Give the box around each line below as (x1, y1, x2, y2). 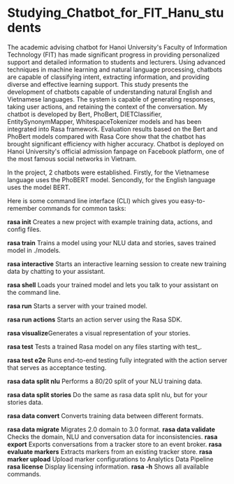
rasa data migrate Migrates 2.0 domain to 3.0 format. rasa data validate (7, 425, 215, 434)
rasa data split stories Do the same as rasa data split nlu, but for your (7, 390, 208, 399)
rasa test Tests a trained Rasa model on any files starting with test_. (7, 342, 203, 351)
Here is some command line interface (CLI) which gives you (7, 196, 180, 205)
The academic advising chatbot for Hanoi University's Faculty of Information (7, 43, 228, 51)
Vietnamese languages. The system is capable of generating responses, (7, 95, 215, 103)
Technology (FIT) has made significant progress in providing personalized (7, 50, 220, 59)
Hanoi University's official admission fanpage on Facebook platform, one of (7, 147, 225, 155)
